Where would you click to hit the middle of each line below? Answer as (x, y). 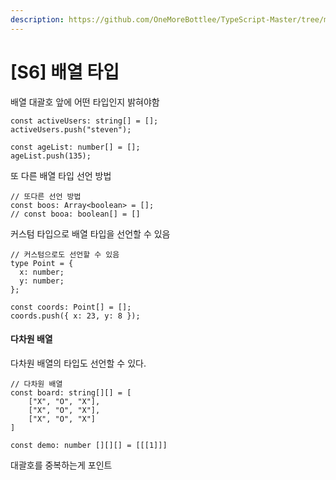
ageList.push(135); (51, 156)
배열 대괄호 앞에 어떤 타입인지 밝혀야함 (85, 102)
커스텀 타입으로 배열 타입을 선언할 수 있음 (90, 233)
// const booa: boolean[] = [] (75, 214)
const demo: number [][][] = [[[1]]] (89, 445)
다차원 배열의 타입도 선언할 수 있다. (78, 363)
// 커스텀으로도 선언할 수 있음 (65, 254)
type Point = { (42, 263)
